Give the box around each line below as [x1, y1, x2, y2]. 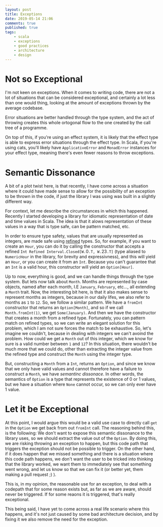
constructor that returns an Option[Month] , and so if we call [5, 305, 124, 311]
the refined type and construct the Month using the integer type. [5, 351, 132, 357]
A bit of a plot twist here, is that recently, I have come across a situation [5, 183, 148, 189]
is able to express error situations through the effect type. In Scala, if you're [5, 139, 157, 145]
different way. [5, 198, 33, 205]
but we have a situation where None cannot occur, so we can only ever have [5, 381, 156, 388]
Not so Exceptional [5, 74, 83, 84]
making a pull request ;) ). [5, 471, 56, 478]
